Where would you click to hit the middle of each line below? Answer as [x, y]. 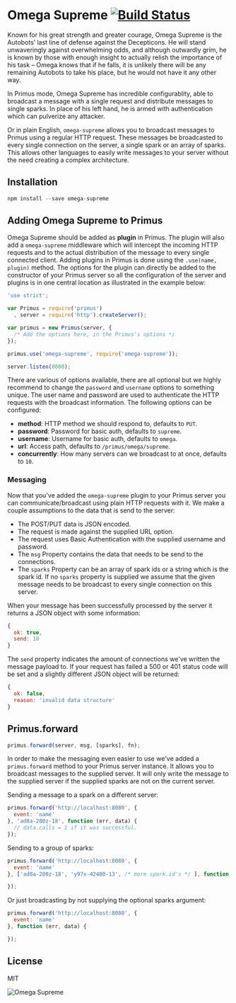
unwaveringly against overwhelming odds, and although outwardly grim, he [117, 50]
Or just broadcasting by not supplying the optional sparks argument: [107, 900]
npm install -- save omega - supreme [58, 198]
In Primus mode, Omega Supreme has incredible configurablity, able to [110, 93]
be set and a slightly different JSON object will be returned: [94, 674]
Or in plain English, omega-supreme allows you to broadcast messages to [111, 130]
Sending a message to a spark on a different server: [83, 795]
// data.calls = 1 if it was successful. [76, 828]
